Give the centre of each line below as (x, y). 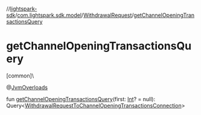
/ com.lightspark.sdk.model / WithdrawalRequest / (74, 15)
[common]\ (20, 76)
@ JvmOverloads (27, 87)
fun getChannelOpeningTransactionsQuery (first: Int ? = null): (81, 99)
